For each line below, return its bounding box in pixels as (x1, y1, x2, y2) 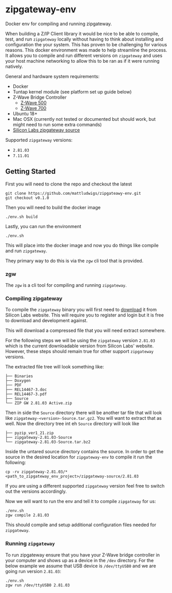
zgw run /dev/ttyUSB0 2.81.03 (5, 582, 70, 588)
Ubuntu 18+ (12, 110, 37, 117)
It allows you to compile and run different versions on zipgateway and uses (5, 52, 163, 59)
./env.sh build (5, 214, 38, 219)
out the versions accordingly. (5, 488, 67, 494)
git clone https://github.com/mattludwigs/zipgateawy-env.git (5, 191, 141, 196)
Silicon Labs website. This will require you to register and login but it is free (5, 312, 164, 318)
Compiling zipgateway (5, 294, 63, 302)
